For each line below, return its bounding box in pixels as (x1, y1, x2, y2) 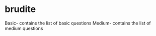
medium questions (5, 25, 43, 31)
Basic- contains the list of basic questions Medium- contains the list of (5, 20, 151, 26)
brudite (5, 3, 36, 15)
